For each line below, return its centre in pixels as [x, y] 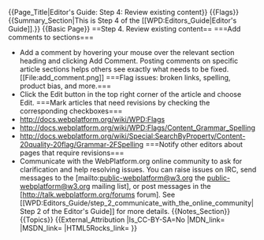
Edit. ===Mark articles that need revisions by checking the [115, 103]
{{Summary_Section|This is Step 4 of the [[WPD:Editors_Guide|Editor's [123, 20]
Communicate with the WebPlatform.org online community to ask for [131, 161]
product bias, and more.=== [65, 86]
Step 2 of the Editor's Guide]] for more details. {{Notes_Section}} [125, 211]
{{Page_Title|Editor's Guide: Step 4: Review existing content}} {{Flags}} [123, 12]
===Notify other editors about [194, 144]
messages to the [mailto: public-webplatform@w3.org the [112, 178]
